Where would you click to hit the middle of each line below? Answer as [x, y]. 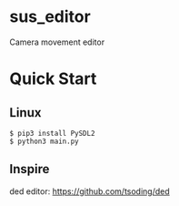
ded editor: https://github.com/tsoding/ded [89, 191]
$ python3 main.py [44, 141]
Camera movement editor [57, 42]
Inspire [30, 169]
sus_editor [50, 17]
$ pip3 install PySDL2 [52, 133]
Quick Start [53, 79]
